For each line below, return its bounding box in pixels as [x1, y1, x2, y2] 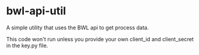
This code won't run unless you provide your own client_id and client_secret [6, 35, 194, 42]
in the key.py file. [6, 42, 49, 49]
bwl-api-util [6, 4, 67, 18]
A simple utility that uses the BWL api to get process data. [6, 24, 149, 31]
